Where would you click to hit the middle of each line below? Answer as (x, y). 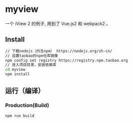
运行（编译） (25, 91)
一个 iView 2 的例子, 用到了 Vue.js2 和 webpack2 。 (58, 23)
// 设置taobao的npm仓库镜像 (32, 56)
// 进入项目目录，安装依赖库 (31, 65)
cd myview (15, 70)
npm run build (20, 116)
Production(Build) (27, 106)
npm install (17, 74)
